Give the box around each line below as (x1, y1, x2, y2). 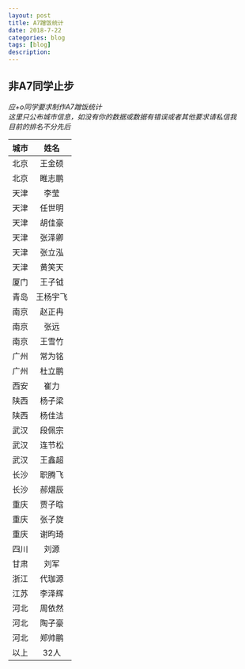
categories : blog (8, 33, 66, 42)
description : (8, 48, 51, 56)
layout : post (8, 11, 51, 20)
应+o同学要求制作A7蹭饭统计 (8, 102, 103, 111)
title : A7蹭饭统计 (8, 19, 65, 27)
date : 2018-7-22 (8, 26, 62, 34)
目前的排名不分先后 (8, 122, 71, 131)
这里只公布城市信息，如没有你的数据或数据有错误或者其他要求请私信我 (8, 111, 237, 121)
